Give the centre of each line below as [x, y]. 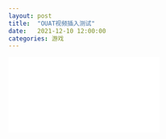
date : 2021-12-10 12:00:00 [57, 31]
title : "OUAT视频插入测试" [52, 23]
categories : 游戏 [36, 38]
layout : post [30, 16]
